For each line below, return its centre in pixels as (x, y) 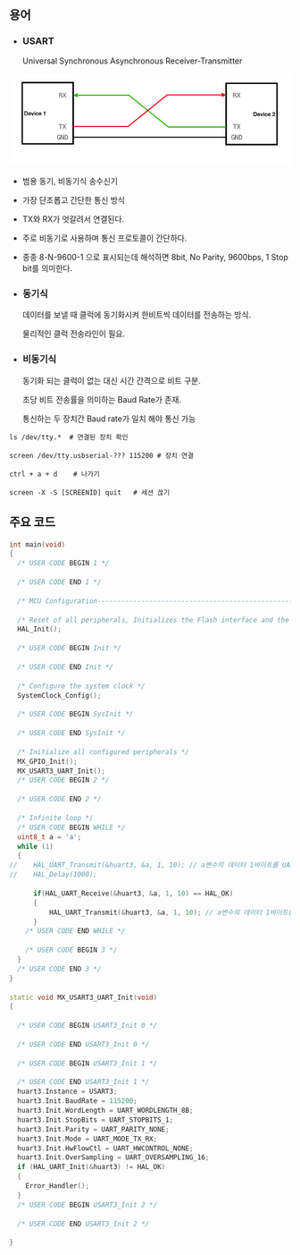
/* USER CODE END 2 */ (59, 799)
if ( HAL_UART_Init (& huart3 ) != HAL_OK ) (92, 1167)
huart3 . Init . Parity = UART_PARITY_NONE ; (93, 1129)
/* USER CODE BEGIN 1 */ (63, 564)
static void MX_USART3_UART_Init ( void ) (83, 997)
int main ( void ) (37, 544)
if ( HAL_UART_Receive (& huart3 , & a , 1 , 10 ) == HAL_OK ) (133, 893)
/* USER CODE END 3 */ (59, 969)
